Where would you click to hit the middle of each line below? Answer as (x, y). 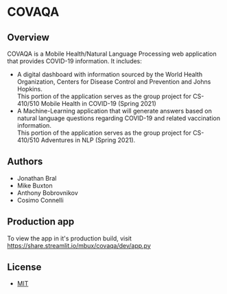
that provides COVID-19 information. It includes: (75, 61)
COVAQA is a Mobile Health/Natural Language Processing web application (112, 54)
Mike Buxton (35, 185)
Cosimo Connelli (40, 200)
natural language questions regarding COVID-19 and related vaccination (119, 118)
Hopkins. (29, 89)
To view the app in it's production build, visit (70, 238)
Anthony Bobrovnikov (48, 192)
